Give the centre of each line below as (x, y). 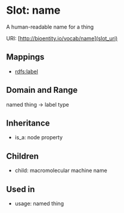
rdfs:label (27, 71)
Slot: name (33, 10)
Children (22, 156)
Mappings (25, 57)
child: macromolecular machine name (61, 171)
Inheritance (28, 123)
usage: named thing (39, 203)
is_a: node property (39, 137)
